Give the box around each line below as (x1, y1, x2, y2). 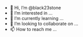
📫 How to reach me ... (10, 26, 57, 32)
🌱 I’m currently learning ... (10, 15, 64, 21)
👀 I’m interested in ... (10, 10, 53, 16)
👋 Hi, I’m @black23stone (10, 5, 61, 10)
